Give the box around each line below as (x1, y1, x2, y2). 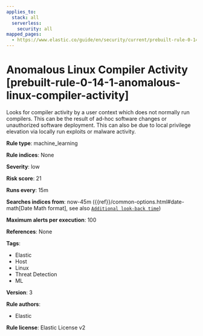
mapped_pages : (6, 31, 42, 37)
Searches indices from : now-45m (6, 198, 92, 205)
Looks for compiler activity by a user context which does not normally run (6, 108, 190, 115)
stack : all (11, 15, 39, 21)
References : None (6, 228, 53, 235)
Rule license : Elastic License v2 (6, 324, 86, 331)
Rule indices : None (6, 151, 54, 158)
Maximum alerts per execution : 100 (6, 216, 97, 224)
